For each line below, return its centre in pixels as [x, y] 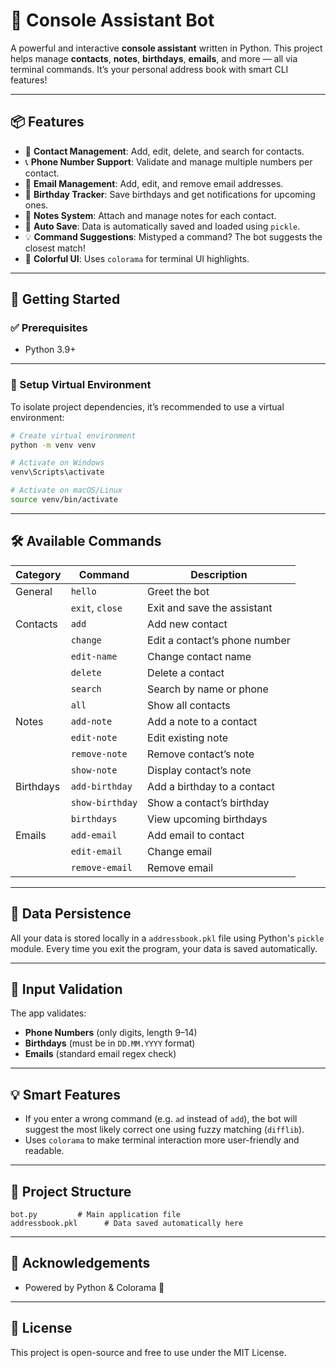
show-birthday [104, 802]
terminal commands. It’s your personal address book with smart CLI [149, 69]
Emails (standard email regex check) [100, 1054]
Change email [180, 851]
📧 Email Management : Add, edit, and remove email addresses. [154, 183]
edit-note [94, 737]
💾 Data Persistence [71, 914]
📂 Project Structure [71, 1191]
